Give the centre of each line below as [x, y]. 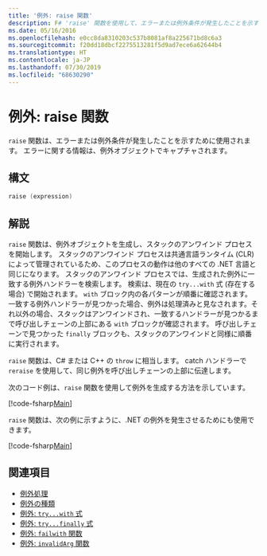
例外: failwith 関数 [51, 533]
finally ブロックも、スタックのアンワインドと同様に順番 [159, 334]
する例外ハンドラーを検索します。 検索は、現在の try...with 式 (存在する [135, 284]
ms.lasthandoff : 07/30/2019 [55, 68]
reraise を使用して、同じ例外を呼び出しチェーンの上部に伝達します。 [122, 370]
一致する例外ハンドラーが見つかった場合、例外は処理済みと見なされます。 [130, 304]
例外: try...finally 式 [56, 523]
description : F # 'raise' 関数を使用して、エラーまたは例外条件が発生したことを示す [133, 23]
